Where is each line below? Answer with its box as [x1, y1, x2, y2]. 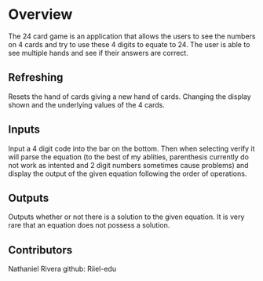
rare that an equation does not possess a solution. [8, 221, 170, 230]
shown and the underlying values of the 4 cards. [8, 100, 165, 109]
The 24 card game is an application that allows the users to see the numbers [8, 31, 256, 41]
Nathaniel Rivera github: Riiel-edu [8, 265, 116, 274]
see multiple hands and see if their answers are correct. [8, 48, 188, 57]
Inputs [8, 123, 41, 137]
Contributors [8, 243, 73, 257]
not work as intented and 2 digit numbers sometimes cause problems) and [8, 160, 249, 170]
